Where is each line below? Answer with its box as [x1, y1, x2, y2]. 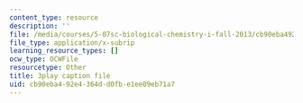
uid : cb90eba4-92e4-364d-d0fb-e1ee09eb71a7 [9, 80, 176, 89]
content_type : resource [9, 13, 99, 22]
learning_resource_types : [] [9, 47, 119, 56]
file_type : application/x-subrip [9, 38, 135, 47]
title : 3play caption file [9, 72, 111, 81]
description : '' [9, 21, 70, 30]
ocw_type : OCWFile [9, 55, 78, 64]
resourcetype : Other [9, 64, 87, 73]
